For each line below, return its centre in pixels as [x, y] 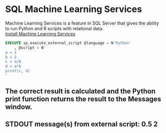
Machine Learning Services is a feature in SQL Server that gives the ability [82, 23]
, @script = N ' [30, 48]
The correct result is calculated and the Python [80, 91]
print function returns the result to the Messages [83, 99]
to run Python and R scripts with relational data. [55, 28]
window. [19, 107]
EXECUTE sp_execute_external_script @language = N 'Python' [68, 43]
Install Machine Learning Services [40, 34]
